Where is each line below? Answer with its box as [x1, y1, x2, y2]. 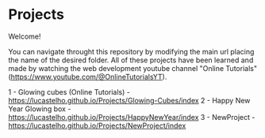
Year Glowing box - [8, 104, 71, 114]
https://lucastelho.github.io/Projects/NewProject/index [8, 121, 186, 130]
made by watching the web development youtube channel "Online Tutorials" [8, 63, 258, 73]
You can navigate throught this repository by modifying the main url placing [8, 47, 255, 56]
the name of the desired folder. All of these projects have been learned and [8, 55, 254, 65]
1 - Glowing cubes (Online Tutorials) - [8, 87, 131, 96]
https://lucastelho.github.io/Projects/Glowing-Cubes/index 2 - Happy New [8, 95, 251, 105]
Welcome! [8, 32, 41, 41]
